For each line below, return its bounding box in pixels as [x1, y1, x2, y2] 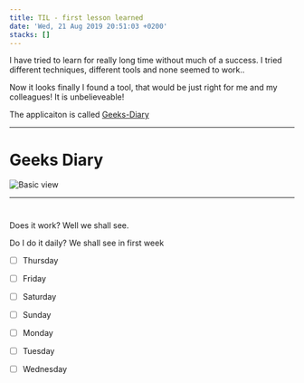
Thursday [22, 254, 59, 265]
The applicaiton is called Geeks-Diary [9, 110, 149, 120]
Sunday [22, 309, 52, 320]
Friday [22, 273, 47, 283]
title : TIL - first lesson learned [9, 13, 144, 23]
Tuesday [22, 345, 55, 356]
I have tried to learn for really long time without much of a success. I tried [9, 55, 282, 66]
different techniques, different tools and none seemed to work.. [9, 64, 245, 75]
